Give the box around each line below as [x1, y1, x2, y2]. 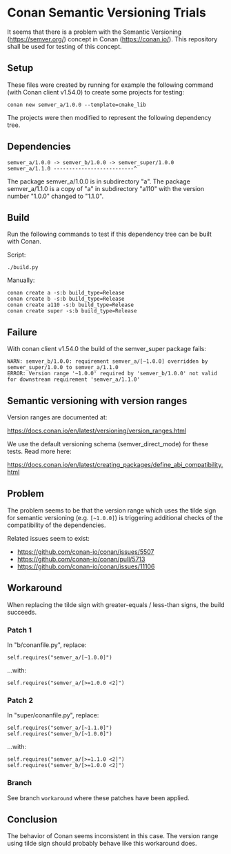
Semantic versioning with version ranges [7, 395, 188, 406]
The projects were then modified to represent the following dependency [7, 113, 212, 121]
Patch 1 [7, 625, 32, 635]
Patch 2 [7, 695, 33, 705]
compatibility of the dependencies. [7, 521, 106, 529]
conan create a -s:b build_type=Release [7, 290, 125, 297]
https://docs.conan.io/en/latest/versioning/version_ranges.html [7, 426, 187, 435]
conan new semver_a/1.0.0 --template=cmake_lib [7, 101, 147, 108]
